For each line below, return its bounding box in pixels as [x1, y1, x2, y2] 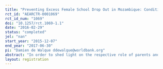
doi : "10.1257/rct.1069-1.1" [5, 20, 64, 26]
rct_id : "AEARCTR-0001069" [5, 12, 60, 17]
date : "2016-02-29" [5, 25, 45, 30]
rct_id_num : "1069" [5, 16, 45, 21]
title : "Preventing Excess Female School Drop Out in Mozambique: [5, 7, 142, 12]
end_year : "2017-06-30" [5, 43, 53, 48]
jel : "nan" [5, 34, 27, 39]
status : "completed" [5, 30, 47, 34]
